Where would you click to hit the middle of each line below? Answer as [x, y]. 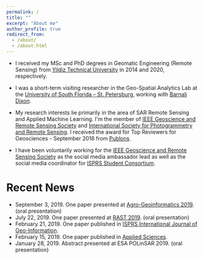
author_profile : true [34, 29]
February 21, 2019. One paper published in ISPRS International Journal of [106, 224]
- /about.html [29, 46]
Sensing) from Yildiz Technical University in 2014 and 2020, [90, 69]
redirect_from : [25, 35]
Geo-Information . [37, 230]
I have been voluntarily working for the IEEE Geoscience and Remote [101, 150]
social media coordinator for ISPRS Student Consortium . [85, 163]
